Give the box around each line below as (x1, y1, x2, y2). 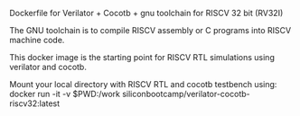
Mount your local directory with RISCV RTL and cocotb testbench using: (9, 79, 277, 89)
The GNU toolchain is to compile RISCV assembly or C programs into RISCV (9, 25, 292, 35)
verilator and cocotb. (9, 62, 88, 72)
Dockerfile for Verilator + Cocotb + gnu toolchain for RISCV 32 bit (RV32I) (9, 8, 284, 18)
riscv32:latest (9, 98, 61, 109)
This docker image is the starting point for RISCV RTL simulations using (9, 52, 276, 62)
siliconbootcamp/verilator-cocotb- (121, 89, 250, 99)
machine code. (9, 35, 65, 45)
